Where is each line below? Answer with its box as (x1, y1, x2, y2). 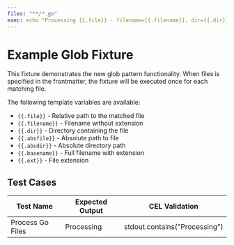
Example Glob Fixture (7, 47, 134, 63)
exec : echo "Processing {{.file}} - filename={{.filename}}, (7, 17, 189, 24)
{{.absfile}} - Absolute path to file (17, 134, 120, 142)
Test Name (16, 202, 54, 211)
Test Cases (7, 176, 57, 188)
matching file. (7, 84, 47, 93)
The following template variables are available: (7, 98, 141, 107)
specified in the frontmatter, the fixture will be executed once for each (7, 77, 208, 86)
